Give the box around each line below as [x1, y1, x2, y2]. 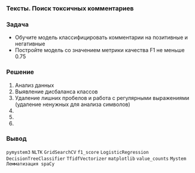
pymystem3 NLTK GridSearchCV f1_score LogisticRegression [6, 149, 149, 155]
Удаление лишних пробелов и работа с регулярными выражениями [14, 94, 190, 101]
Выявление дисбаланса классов [14, 88, 98, 95]
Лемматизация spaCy [6, 160, 55, 167]
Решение [6, 68, 35, 76]
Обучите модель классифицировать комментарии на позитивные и [14, 34, 188, 41]
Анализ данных [14, 81, 54, 89]
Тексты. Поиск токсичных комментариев [6, 4, 134, 13]
